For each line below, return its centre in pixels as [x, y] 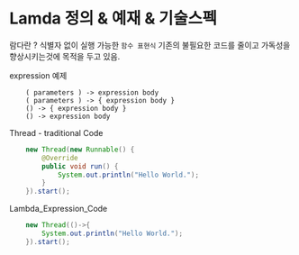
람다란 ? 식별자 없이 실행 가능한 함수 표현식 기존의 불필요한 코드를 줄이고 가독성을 [150, 45]
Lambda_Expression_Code [59, 209]
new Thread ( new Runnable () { [80, 150]
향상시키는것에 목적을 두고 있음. [65, 56]
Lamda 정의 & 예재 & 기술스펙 [113, 18]
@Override [60, 158]
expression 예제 [38, 75]
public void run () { [80, 166]
